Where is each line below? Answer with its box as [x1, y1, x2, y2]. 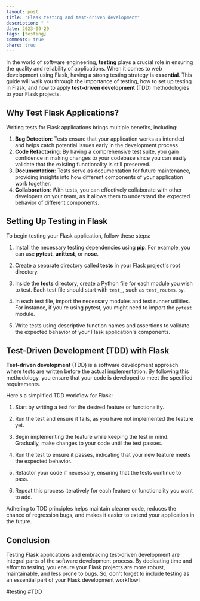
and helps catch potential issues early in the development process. [14, 141, 180, 148]
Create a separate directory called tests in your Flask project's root [14, 262, 180, 269]
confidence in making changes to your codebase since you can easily [14, 154, 187, 162]
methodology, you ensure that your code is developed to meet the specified [6, 374, 193, 381]
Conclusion [6, 535, 50, 545]
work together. [14, 180, 51, 187]
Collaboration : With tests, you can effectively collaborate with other [14, 186, 182, 193]
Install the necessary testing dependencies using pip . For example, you [14, 244, 190, 251]
